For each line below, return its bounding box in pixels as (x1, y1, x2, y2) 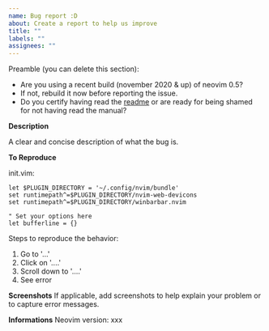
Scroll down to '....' (19, 266, 83, 276)
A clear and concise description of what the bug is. (8, 137, 179, 146)
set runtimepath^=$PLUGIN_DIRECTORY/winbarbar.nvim (8, 198, 186, 206)
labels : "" (8, 34, 45, 43)
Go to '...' (19, 249, 50, 259)
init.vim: (8, 168, 35, 178)
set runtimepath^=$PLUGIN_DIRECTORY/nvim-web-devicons (8, 191, 198, 199)
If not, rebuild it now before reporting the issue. (19, 88, 178, 98)
